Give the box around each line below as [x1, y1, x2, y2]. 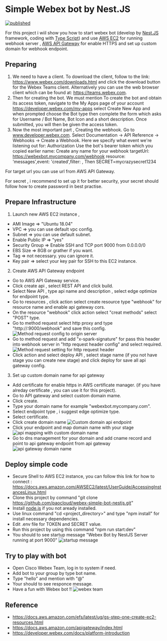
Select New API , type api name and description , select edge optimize [12, 288, 157, 294]
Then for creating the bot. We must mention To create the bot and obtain [12, 95, 162, 101]
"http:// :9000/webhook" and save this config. [12, 325, 106, 331]
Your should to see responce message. [12, 581, 93, 587]
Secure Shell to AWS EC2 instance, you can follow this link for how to [12, 473, 155, 479]
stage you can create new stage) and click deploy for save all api [12, 357, 146, 363]
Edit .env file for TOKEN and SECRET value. [12, 521, 102, 527]
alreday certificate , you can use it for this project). [12, 387, 117, 393]
